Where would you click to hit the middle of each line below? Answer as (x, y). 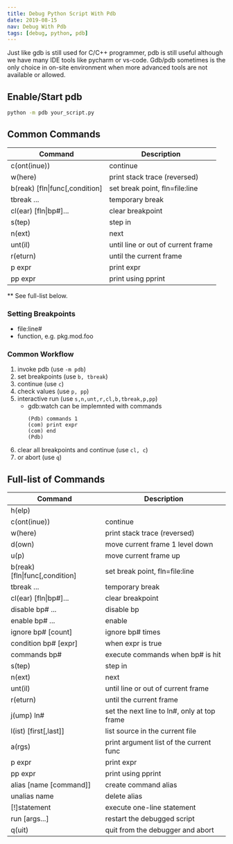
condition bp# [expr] (44, 643)
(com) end (42, 431)
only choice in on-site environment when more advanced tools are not (107, 67)
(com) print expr (53, 425)
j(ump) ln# (28, 715)
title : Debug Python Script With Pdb (62, 14)
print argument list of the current (158, 743)
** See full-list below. (37, 295)
